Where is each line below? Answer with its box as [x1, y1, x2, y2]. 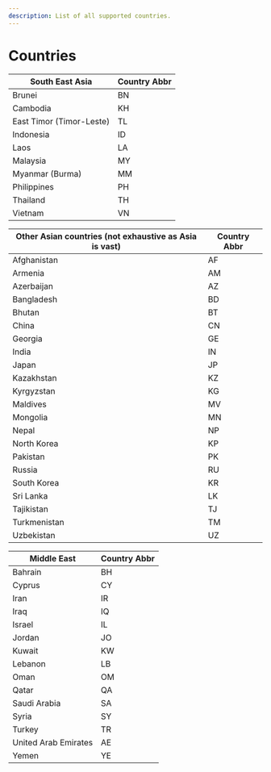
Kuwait [12, 645, 39, 656]
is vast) [91, 240, 121, 252]
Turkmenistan [12, 516, 65, 528]
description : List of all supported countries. [8, 11, 172, 20]
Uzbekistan [12, 529, 56, 540]
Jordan [12, 632, 40, 643]
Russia [12, 464, 38, 475]
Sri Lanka [12, 490, 48, 501]
